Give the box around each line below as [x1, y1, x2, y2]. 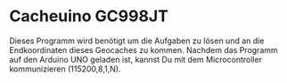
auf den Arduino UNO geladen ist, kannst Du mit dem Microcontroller [9, 54, 263, 64]
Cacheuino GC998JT [9, 6, 169, 26]
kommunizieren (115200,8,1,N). [9, 64, 121, 74]
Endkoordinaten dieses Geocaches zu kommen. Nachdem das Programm [9, 44, 278, 55]
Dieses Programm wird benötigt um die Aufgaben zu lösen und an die [9, 35, 265, 46]
